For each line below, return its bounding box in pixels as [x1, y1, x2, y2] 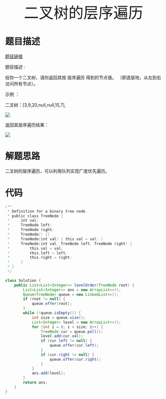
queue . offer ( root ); [31, 301, 72, 306]
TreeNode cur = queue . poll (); [40, 329, 103, 334]
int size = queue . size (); [31, 315, 85, 320]
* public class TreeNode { [7, 213, 64, 218]
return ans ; [23, 380, 48, 385]
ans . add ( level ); [31, 371, 66, 376]
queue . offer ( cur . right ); [49, 357, 101, 362]
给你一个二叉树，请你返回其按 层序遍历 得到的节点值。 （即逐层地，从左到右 [5, 74, 162, 80]
